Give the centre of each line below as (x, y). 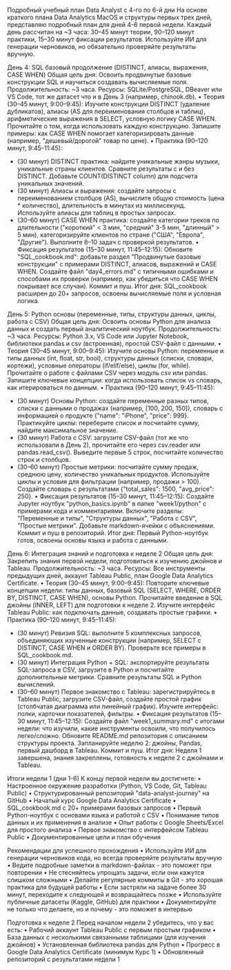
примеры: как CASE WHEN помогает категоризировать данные (101, 133)
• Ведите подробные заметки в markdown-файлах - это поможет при (110, 865)
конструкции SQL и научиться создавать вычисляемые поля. (98, 82)
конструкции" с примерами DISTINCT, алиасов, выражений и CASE (117, 264)
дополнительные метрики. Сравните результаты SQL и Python (109, 677)
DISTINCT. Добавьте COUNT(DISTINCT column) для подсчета (107, 176)
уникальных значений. (50, 183)
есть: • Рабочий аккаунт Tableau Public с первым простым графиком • (112, 930)
